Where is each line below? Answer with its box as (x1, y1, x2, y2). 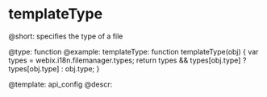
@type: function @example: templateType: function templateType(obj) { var (8, 46, 259, 56)
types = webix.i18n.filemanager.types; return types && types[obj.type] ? (8, 55, 247, 65)
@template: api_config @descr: (8, 79, 113, 89)
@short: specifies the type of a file (8, 31, 123, 41)
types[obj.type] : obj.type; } (8, 63, 100, 73)
